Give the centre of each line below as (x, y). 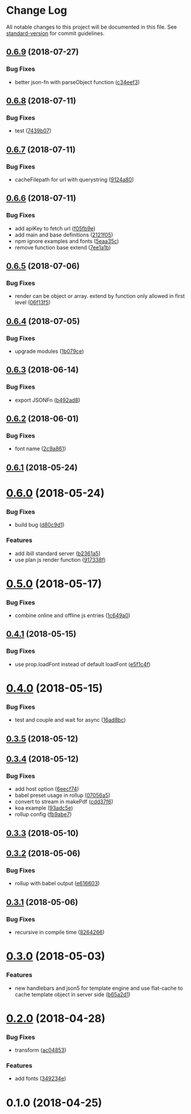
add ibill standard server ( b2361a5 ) (58, 553)
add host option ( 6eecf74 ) (47, 789)
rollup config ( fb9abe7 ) (43, 814)
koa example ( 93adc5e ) (44, 808)
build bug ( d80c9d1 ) (40, 525)
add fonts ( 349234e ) (40, 1079)
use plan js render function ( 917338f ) (60, 559)
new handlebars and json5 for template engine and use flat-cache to (99, 988)
